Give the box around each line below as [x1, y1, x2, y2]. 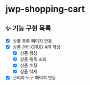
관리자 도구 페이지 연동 [12, 75, 56, 81]
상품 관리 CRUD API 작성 [12, 44, 61, 50]
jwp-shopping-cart [5, 3, 85, 15]
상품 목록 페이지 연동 [12, 38, 52, 43]
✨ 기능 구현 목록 [5, 24, 51, 32]
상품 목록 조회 [20, 56, 46, 62]
